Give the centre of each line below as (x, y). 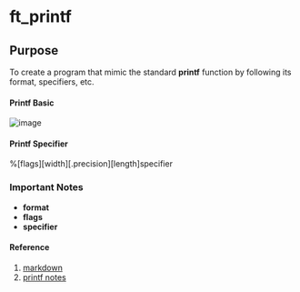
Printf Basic (32, 103)
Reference (30, 247)
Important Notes (46, 187)
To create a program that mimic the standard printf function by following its (151, 72)
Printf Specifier (39, 144)
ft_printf (41, 17)
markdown (43, 267)
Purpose (34, 50)
